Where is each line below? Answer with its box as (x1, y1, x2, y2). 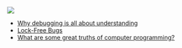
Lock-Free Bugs (17, 26, 63, 34)
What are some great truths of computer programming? (17, 34, 175, 41)
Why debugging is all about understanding (17, 19, 138, 27)
